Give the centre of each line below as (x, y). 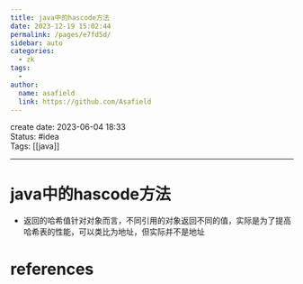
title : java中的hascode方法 (60, 18)
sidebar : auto (37, 43)
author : (25, 85)
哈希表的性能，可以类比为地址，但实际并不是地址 (114, 232)
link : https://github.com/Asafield (85, 101)
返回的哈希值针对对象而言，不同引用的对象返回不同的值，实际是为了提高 (157, 221)
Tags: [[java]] (35, 146)
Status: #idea (35, 137)
